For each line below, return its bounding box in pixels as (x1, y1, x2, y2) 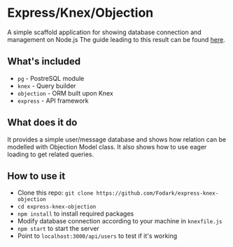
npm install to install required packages (17, 209, 134, 218)
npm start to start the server (17, 225, 99, 233)
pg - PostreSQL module (17, 74, 85, 82)
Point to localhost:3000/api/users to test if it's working (17, 232, 178, 240)
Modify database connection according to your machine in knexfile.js (17, 217, 223, 225)
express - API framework (17, 96, 89, 105)
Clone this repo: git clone (17, 188, 94, 197)
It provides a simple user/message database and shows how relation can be (7, 135, 226, 144)
